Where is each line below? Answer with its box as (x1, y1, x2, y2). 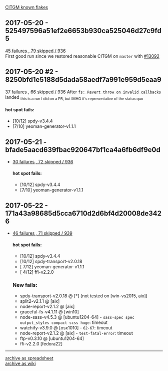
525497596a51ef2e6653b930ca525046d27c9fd (5, 27, 161, 35)
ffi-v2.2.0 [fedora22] (19, 340, 62, 346)
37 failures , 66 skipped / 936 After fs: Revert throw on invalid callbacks (5, 89, 161, 95)
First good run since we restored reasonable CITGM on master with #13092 (5, 53, 160, 59)
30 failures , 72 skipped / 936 (12, 159, 73, 165)
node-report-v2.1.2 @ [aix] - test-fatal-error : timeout (19, 330, 133, 336)
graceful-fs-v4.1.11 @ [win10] (19, 308, 79, 315)
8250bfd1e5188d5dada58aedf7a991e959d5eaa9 (5, 75, 161, 84)
